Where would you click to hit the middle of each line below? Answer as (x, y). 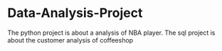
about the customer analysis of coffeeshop (70, 40)
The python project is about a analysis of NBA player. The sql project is (111, 33)
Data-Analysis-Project (75, 13)
